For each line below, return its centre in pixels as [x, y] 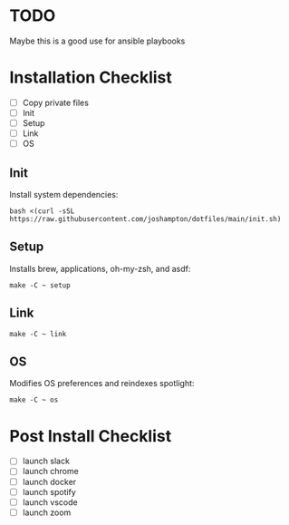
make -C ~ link [38, 334]
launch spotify [49, 491]
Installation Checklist [91, 78]
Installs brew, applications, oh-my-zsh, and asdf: [100, 268]
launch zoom [47, 512]
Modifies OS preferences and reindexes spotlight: [102, 384]
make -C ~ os [34, 400]
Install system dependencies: [64, 194]
